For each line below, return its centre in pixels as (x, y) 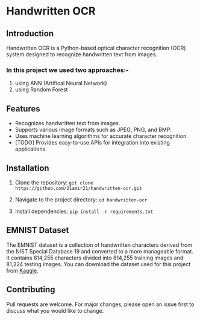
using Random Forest (41, 90)
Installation (28, 168)
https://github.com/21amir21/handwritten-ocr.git (79, 188)
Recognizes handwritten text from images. (67, 123)
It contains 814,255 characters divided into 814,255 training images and (95, 258)
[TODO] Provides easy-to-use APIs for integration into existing (92, 143)
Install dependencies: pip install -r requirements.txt (84, 211)
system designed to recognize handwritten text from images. (82, 54)
